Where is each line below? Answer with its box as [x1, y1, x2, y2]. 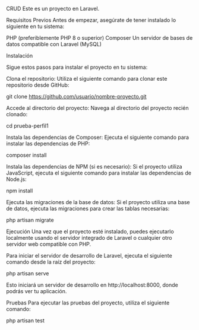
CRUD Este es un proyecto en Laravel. [6, 5, 100, 12]
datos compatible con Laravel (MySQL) [6, 41, 102, 47]
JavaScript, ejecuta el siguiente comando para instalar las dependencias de [6, 169, 192, 176]
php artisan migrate [6, 217, 55, 223]
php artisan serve [6, 270, 49, 277]
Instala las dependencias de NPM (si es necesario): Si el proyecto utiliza [6, 163, 182, 170]
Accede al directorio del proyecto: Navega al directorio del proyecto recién [6, 104, 189, 112]
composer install [6, 151, 47, 158]
